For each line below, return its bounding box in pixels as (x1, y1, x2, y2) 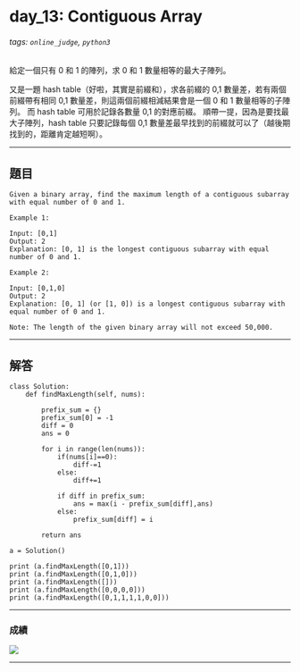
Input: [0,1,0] (9, 284, 66, 293)
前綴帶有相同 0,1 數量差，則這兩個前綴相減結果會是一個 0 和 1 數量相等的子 (9, 96, 283, 106)
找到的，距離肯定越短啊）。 (9, 129, 107, 139)
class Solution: (9, 382, 70, 391)
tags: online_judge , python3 (9, 36, 111, 46)
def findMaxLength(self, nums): (25, 391, 146, 399)
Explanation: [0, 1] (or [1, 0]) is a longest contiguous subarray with (9, 299, 286, 309)
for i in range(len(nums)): (41, 445, 146, 454)
